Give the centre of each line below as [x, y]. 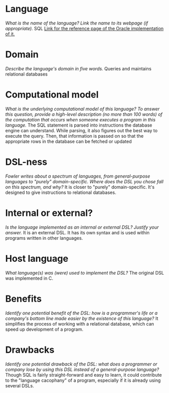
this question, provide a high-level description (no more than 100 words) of [84, 114]
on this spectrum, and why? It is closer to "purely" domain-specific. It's [80, 187]
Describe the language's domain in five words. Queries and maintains [78, 68]
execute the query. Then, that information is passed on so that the [75, 136]
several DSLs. [20, 385]
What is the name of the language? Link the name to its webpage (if [77, 23]
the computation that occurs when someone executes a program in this [80, 119]
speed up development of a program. [44, 329]
